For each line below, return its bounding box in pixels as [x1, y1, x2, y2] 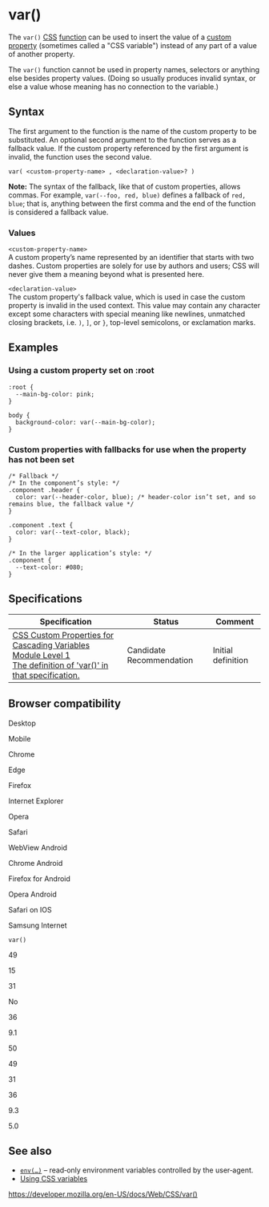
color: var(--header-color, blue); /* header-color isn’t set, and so [15, 494, 256, 502]
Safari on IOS [8, 904, 52, 914]
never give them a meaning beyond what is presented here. [8, 270, 205, 279]
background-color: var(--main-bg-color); [15, 418, 156, 426]
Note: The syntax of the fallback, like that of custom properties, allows [8, 181, 241, 191]
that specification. [12, 669, 80, 681]
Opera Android [8, 889, 58, 899]
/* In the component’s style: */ [8, 479, 120, 487]
